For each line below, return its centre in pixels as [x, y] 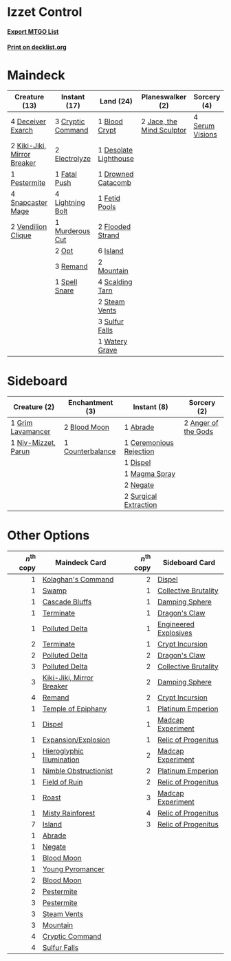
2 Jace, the [159, 121]
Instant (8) [151, 407]
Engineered [176, 624]
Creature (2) [34, 407]
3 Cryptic [70, 121]
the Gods [199, 432]
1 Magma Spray [150, 474]
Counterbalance [90, 451]
